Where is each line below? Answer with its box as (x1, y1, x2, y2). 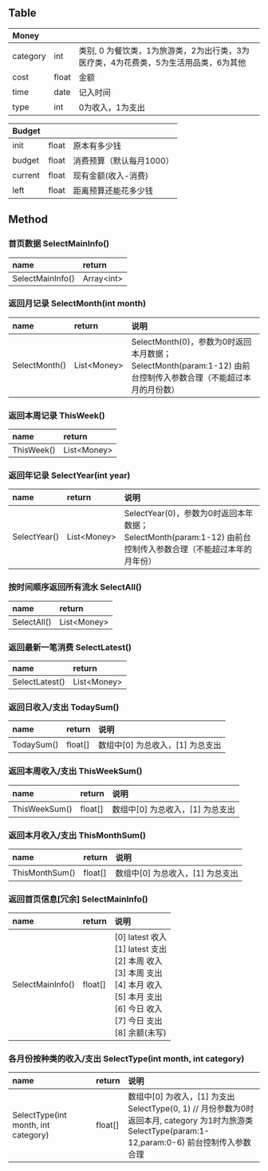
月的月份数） (131, 384, 179, 395)
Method (8, 213, 49, 227)
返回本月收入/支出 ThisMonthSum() (8, 830, 146, 841)
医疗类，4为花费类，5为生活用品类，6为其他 (78, 57, 246, 68)
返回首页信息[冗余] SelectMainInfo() (8, 893, 149, 905)
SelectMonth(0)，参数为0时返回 (131, 336, 252, 347)
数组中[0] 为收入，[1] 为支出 (127, 1091, 235, 1102)
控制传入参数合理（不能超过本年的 (124, 544, 253, 555)
